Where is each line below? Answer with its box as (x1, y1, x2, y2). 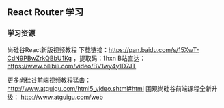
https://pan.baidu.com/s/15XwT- (108, 45, 199, 53)
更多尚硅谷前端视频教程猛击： (7, 76, 91, 84)
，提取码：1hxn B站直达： (73, 54, 146, 62)
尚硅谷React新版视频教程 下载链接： (7, 45, 109, 53)
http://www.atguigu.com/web (20, 93, 104, 101)
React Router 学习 (7, 6, 84, 18)
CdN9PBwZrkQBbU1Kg (7, 54, 72, 62)
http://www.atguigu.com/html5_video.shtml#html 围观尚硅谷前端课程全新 (7, 84, 212, 92)
